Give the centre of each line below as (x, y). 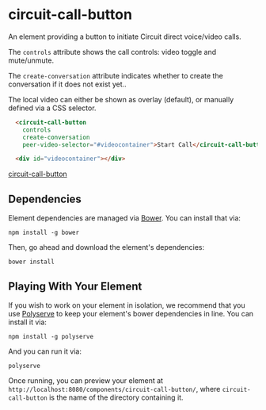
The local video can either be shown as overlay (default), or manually (121, 99)
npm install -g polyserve (51, 336)
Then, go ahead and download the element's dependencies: (106, 247)
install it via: (28, 322)
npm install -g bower (44, 233)
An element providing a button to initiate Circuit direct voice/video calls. (125, 36)
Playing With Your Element (75, 286)
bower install (32, 262)
